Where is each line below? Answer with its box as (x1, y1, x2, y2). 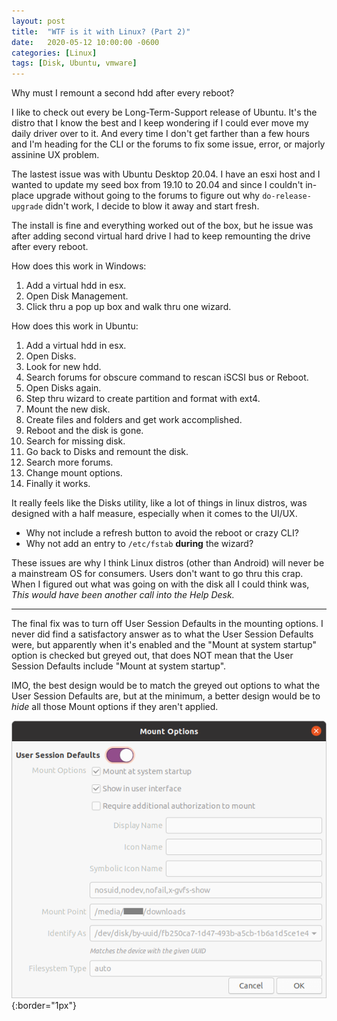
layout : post (11, 16, 66, 26)
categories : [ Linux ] (11, 48, 98, 58)
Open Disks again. (25, 382, 102, 394)
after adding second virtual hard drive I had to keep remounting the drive (11, 230, 311, 242)
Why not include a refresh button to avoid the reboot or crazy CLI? (25, 527, 299, 539)
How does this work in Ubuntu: (11, 320, 139, 332)
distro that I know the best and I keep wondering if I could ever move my (11, 117, 309, 129)
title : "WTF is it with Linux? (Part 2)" (11, 26, 191, 37)
